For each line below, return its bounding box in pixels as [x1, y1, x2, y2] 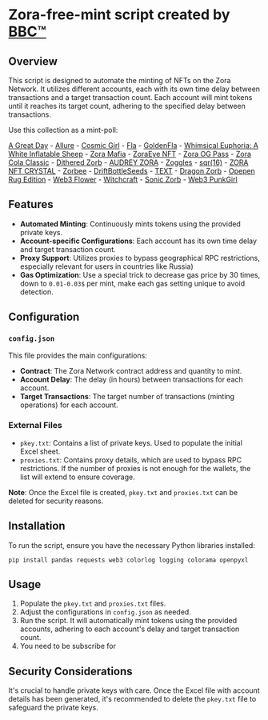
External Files [8, 420, 62, 431]
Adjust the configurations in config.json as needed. [19, 607, 192, 617]
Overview [8, 54, 58, 68]
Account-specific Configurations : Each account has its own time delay [19, 236, 258, 246]
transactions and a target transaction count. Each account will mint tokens [8, 93, 253, 102]
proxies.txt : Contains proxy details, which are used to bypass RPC [19, 454, 242, 465]
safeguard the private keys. [8, 702, 98, 713]
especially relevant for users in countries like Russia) [19, 262, 194, 271]
